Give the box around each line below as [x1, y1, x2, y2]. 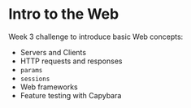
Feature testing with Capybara [20, 90, 122, 100]
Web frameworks [20, 82, 79, 92]
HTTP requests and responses [20, 56, 123, 66]
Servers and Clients [20, 47, 87, 57]
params [20, 66, 43, 74]
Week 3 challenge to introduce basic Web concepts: [8, 32, 184, 41]
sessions [20, 75, 50, 83]
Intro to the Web [8, 5, 119, 24]
